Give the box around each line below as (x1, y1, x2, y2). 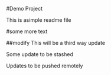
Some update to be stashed (6, 51, 74, 58)
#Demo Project (6, 5, 43, 12)
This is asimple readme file (6, 17, 71, 23)
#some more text (6, 28, 48, 35)
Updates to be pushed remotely (6, 62, 83, 69)
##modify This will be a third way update (6, 40, 106, 46)
